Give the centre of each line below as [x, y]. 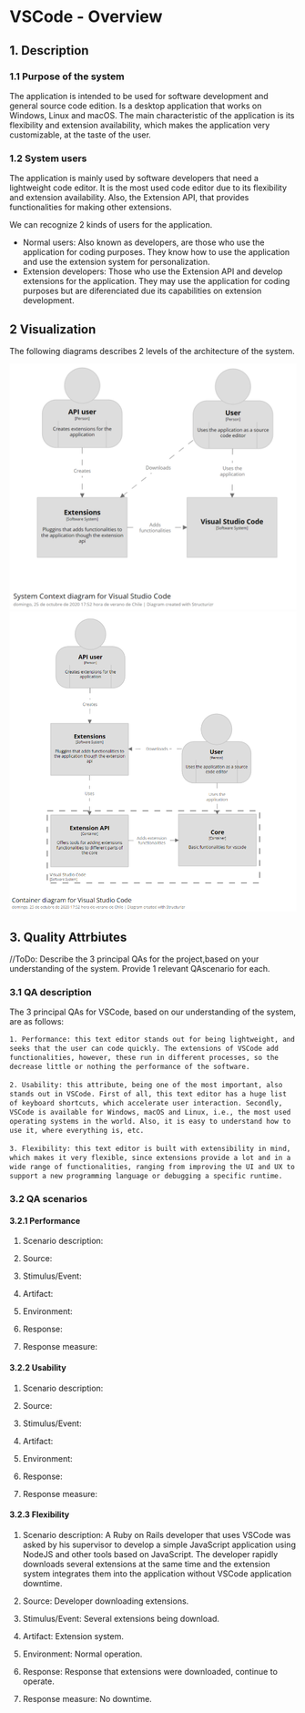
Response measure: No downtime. [87, 1698]
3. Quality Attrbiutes [68, 937]
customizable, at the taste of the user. [81, 135]
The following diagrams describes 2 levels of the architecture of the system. [152, 351]
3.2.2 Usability [38, 1367]
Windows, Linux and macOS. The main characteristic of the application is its [152, 115]
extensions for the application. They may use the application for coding [156, 281]
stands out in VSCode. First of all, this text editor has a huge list [148, 1095]
